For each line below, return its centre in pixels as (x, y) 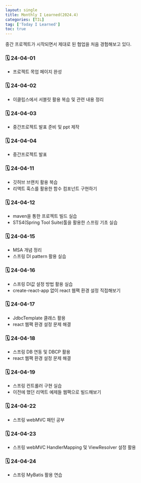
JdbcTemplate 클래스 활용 (39, 318)
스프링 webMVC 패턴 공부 (38, 420)
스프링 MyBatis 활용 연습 (37, 475)
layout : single (21, 10)
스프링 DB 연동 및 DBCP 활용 (41, 352)
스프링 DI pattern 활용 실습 (39, 257)
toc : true (16, 29)
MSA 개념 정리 (27, 250)
